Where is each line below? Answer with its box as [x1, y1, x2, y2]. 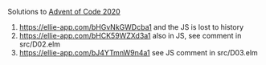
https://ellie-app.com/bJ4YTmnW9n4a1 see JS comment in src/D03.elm [18, 48, 258, 57]
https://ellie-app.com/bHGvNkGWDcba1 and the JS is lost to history [18, 22, 244, 31]
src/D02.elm [18, 39, 61, 49]
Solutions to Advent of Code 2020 [7, 7, 121, 16]
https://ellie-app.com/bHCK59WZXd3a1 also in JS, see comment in [18, 31, 242, 40]
